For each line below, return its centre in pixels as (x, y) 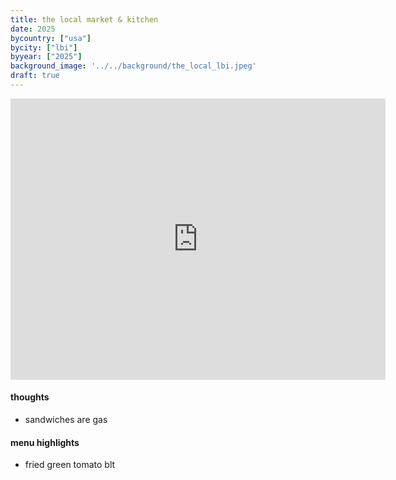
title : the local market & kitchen (84, 19)
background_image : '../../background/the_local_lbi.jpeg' (133, 66)
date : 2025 (33, 29)
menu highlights (45, 442)
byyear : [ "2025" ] (46, 57)
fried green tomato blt (70, 465)
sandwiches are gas (66, 420)
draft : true (35, 76)
